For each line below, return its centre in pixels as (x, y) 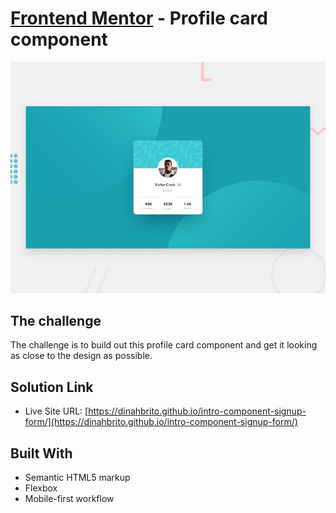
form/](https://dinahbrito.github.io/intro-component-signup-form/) (161, 422)
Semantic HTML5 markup (77, 477)
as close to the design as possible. (81, 356)
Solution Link (52, 387)
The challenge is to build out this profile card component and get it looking (164, 345)
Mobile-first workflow (69, 498)
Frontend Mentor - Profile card (139, 18)
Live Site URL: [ (56, 411)
